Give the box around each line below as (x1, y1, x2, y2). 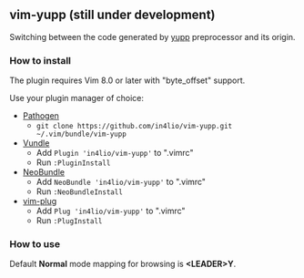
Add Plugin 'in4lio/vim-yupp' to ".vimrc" (35, 148, 194, 159)
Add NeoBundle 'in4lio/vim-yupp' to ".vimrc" (35, 177, 207, 188)
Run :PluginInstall (35, 157, 111, 168)
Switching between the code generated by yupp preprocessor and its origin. (9, 31, 296, 42)
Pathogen (22, 110, 59, 121)
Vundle (22, 138, 50, 149)
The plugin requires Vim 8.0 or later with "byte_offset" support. (9, 75, 246, 86)
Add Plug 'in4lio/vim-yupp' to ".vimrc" (35, 205, 186, 217)
